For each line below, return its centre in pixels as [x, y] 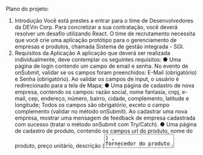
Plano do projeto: [28, 9]
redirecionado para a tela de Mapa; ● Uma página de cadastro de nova [105, 85]
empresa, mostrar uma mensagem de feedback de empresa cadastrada [105, 118]
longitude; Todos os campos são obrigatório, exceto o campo [92, 105]
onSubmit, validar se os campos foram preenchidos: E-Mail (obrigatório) [105, 72]
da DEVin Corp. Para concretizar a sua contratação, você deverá [96, 27]
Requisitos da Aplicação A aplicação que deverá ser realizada [92, 53]
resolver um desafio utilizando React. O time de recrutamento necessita [105, 34]
